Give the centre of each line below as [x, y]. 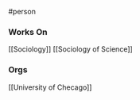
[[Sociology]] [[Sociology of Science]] [70, 49]
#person [22, 12]
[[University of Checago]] [50, 87]
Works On [28, 32]
